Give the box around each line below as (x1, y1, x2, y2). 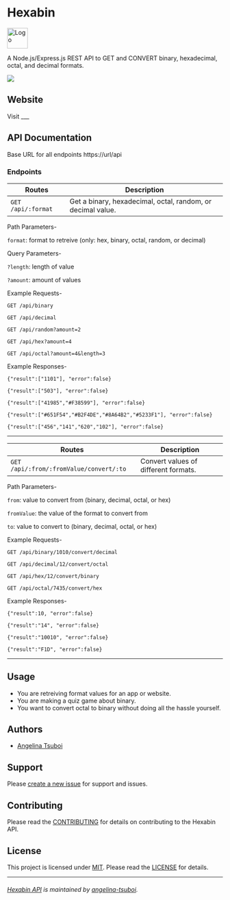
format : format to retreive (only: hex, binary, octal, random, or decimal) (7, 236, 206, 244)
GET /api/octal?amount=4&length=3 (7, 350, 106, 357)
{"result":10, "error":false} (7, 610, 94, 617)
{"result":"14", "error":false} (7, 622, 99, 629)
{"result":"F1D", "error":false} (7, 646, 103, 653)
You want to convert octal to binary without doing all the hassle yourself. (16, 703, 221, 712)
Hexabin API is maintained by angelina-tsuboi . (7, 885, 138, 893)
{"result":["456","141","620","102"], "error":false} (7, 423, 164, 430)
